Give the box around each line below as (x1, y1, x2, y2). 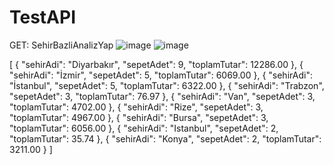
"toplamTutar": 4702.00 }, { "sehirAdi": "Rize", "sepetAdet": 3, (9, 101, 264, 113)
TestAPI (9, 6, 77, 29)
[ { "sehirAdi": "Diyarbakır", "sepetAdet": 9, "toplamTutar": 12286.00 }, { (9, 58, 304, 70)
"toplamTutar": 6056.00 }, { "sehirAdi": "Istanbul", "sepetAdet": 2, (9, 122, 279, 134)
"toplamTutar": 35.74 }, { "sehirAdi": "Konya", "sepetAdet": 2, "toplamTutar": (9, 132, 322, 145)
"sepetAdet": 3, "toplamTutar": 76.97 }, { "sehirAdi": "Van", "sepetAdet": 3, (9, 90, 316, 102)
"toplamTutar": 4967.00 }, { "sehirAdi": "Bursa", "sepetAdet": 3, (9, 111, 269, 123)
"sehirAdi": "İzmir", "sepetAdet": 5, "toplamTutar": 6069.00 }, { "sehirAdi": (9, 69, 313, 81)
